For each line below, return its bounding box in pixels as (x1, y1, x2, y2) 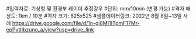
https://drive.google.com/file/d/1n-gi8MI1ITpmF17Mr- (12, 20, 140, 26)
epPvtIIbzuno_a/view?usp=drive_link (6, 26, 95, 33)
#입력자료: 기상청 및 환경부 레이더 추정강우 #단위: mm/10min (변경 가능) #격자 (6, 5, 185, 12)
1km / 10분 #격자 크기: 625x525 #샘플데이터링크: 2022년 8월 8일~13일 (18, 12, 182, 19)
